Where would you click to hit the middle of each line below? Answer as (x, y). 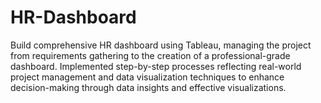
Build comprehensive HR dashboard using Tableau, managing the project (161, 45)
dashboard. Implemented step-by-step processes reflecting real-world (156, 66)
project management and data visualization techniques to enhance (147, 77)
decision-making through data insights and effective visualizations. (148, 87)
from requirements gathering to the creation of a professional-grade (150, 55)
